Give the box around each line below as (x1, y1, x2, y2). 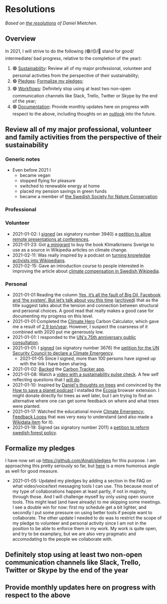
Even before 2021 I (12, 167, 51, 173)
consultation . (12, 339, 39, 345)
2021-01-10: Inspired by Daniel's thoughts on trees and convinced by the (12, 382, 162, 388)
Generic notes (5, 156, 40, 163)
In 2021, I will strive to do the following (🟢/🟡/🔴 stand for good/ (5, 48, 134, 54)
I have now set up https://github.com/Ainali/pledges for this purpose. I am (5, 457, 157, 463)
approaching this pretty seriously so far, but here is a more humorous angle (5, 463, 160, 469)
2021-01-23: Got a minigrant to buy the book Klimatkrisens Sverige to (12, 241, 155, 248)
